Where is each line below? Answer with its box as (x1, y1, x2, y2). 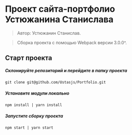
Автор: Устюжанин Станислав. (17, 30, 81, 36)
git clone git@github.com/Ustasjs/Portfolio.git (5, 80, 106, 85)
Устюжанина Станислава (5, 14, 114, 25)
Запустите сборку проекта (5, 113, 64, 119)
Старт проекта (5, 54, 52, 62)
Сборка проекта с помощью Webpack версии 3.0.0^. (17, 39, 127, 45)
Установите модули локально (5, 90, 69, 96)
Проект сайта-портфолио (5, 3, 115, 15)
